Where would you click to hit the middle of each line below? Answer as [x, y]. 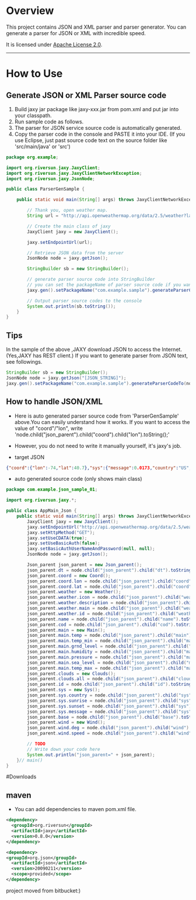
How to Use [34, 74]
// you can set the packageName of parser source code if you [104, 285]
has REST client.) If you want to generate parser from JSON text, [111, 356]
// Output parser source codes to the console [85, 301]
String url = [43, 216]
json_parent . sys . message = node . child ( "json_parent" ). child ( [103, 712]
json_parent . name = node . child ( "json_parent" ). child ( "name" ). [104, 619]
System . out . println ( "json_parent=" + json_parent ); [91, 755]
